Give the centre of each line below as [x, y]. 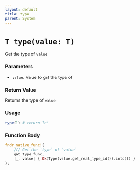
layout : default [21, 9]
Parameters [19, 67]
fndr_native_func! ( [25, 145]
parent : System [20, 18]
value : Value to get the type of [42, 77]
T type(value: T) [40, 41]
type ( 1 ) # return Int [27, 123]
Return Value [21, 90]
